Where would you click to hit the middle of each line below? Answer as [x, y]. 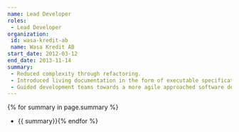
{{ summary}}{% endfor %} [58, 121]
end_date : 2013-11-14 [39, 61]
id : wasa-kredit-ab [39, 41]
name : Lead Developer [39, 14]
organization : [28, 34]
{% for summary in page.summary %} [63, 107]
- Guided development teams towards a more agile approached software [117, 87]
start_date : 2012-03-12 [43, 54]
